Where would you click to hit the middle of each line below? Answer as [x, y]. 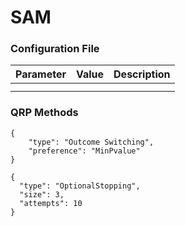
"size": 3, [42, 194]
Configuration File [55, 49]
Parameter [41, 74]
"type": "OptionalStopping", [80, 186]
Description [142, 74]
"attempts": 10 [51, 203]
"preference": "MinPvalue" [84, 151]
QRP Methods [44, 113]
